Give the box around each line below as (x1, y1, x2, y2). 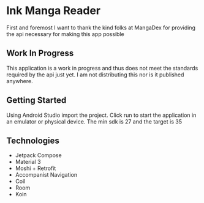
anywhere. (6, 77, 33, 84)
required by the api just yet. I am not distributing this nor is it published (6, 71, 184, 78)
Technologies (6, 135, 60, 146)
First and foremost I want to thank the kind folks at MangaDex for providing (6, 24, 196, 31)
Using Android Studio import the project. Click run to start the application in (6, 111, 197, 119)
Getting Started (6, 95, 67, 106)
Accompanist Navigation (15, 171, 78, 179)
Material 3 (15, 158, 41, 166)
